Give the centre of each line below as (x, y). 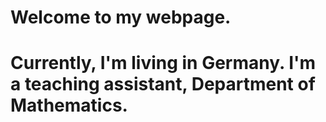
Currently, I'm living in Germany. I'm (163, 63)
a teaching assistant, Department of (163, 84)
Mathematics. (69, 105)
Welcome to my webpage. (121, 17)
